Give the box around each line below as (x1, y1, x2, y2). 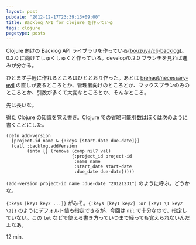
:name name (74, 159, 101, 165)
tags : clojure (6, 25, 41, 31)
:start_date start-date (74, 164, 132, 170)
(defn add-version (6, 133, 51, 139)
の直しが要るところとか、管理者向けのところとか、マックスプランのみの (15, 81, 190, 89)
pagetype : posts (6, 30, 46, 36)
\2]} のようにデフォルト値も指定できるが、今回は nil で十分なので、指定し (6, 207, 187, 214)
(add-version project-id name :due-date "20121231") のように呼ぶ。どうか (6, 180, 190, 187)
